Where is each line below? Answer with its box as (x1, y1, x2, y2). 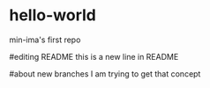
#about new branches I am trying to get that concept (9, 68, 201, 79)
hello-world (9, 5, 97, 26)
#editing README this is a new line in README (9, 51, 179, 62)
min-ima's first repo (9, 34, 81, 45)
